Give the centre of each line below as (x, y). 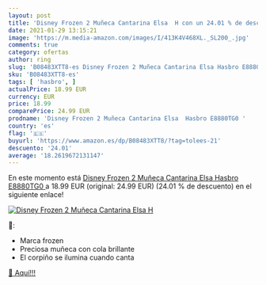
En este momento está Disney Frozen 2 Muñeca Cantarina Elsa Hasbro (123, 178)
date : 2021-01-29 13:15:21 (53, 30)
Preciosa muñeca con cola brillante (77, 249)
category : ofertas (38, 52)
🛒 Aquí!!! (22, 273)
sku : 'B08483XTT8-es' (44, 74)
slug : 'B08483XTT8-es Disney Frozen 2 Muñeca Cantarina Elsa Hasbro (123, 67)
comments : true (33, 45)
